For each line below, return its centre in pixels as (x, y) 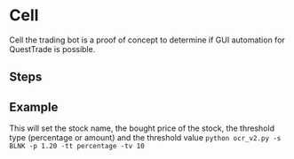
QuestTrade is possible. (52, 49)
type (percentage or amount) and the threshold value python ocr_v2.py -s (145, 138)
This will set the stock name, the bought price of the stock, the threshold (142, 128)
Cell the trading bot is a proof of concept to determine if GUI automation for (147, 40)
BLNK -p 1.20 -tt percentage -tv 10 (77, 147)
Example (34, 107)
